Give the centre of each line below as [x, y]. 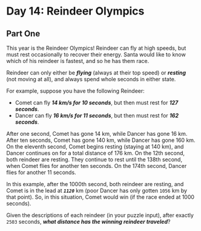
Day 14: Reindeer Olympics [75, 11]
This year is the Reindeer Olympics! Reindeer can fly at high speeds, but [96, 48]
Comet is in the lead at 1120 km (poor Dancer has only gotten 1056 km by [97, 190]
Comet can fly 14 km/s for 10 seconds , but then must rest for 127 [97, 102]
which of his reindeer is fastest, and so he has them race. [78, 61]
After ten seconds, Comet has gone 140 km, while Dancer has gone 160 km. [101, 140]
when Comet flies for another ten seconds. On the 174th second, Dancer [97, 166]
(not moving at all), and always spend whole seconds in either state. [91, 79]
